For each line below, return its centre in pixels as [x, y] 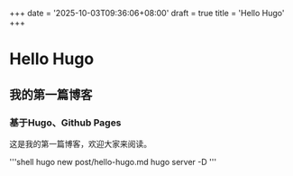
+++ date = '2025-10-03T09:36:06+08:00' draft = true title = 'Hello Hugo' [147, 13]
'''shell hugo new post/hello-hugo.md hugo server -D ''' [113, 162]
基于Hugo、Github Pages [65, 123]
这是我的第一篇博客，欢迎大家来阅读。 [80, 144]
